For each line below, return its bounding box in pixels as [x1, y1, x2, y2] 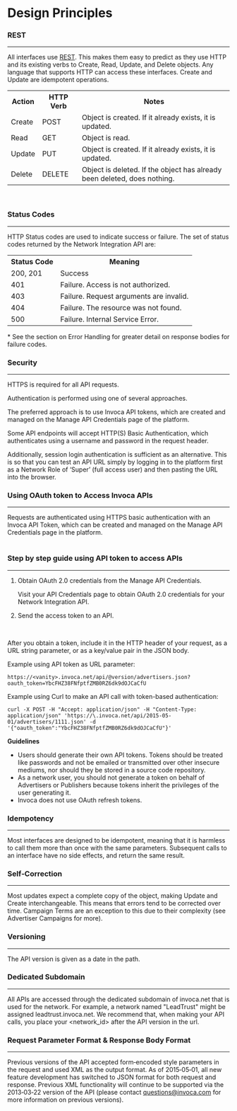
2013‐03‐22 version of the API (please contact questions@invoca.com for [7, 1088, 221, 1097]
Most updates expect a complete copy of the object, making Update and [7, 891, 218, 900]
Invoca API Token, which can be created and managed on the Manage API [7, 520, 224, 529]
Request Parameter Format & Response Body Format [7, 1035, 191, 1045]
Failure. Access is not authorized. [60, 280, 171, 290]
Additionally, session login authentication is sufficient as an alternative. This [7, 450, 227, 459]
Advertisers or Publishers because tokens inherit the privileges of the [17, 780, 219, 789]
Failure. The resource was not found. [60, 302, 182, 312]
